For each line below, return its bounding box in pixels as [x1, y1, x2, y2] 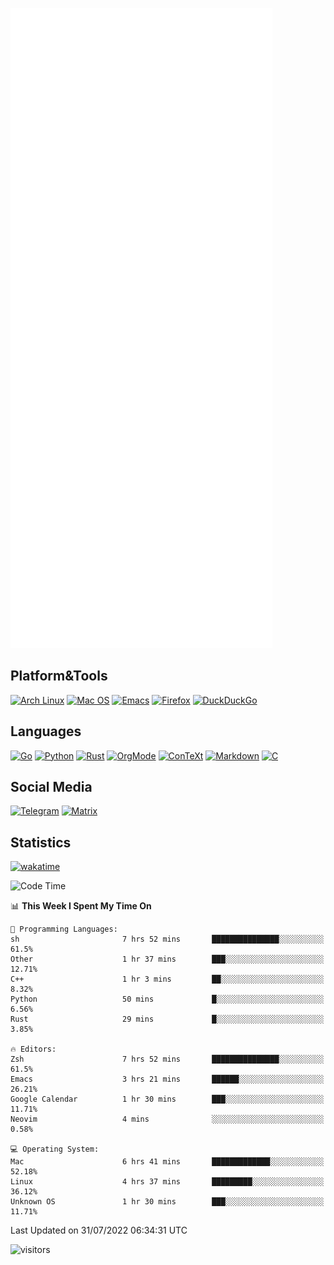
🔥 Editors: [10, 1044, 57, 1055]
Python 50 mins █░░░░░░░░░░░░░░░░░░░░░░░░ [10, 994, 325, 1005]
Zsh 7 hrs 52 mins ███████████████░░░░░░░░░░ [10, 1054, 325, 1065]
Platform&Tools [10, 668, 108, 685]
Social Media [10, 779, 93, 796]
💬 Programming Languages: [10, 924, 118, 935]
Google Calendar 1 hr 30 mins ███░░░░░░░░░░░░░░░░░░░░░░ [10, 1094, 325, 1105]
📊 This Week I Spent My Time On [10, 900, 152, 912]
